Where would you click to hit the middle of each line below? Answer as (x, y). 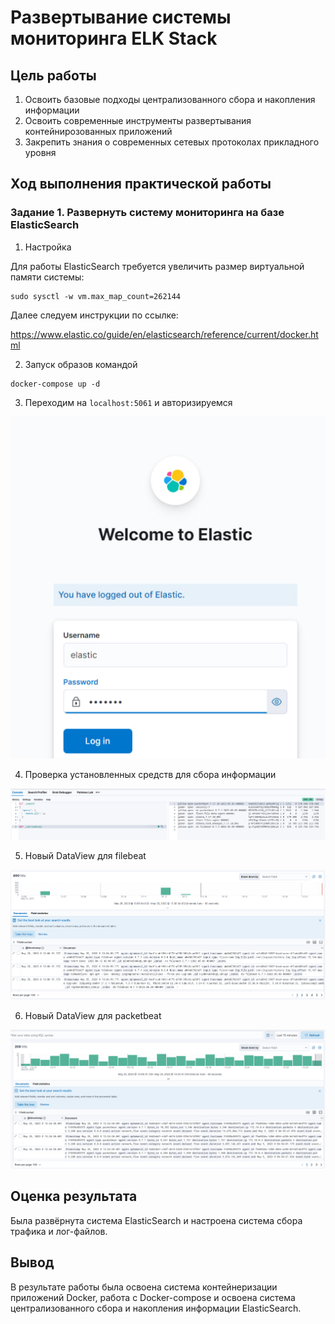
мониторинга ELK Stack (114, 38)
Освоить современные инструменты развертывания (138, 120)
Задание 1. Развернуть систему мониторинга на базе (147, 213)
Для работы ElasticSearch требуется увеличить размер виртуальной (157, 266)
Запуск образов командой (81, 364)
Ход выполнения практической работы (141, 184)
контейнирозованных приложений (98, 131)
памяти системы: (47, 277)
